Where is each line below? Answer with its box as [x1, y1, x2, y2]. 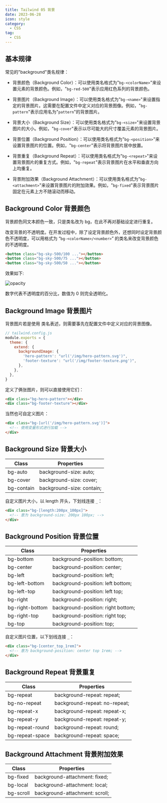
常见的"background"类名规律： [5, 69, 69, 75]
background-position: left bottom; [52, 580, 132, 587]
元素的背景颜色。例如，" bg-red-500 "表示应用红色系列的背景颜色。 [16, 86, 153, 92]
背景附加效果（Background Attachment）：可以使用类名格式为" [12, 176, 141, 182]
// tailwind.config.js [5, 331, 52, 336]
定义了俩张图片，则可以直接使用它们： [5, 386, 83, 392]
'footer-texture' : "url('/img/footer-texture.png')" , [23, 358, 137, 363]
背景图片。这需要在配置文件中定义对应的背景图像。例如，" [21, 103, 141, 109]
